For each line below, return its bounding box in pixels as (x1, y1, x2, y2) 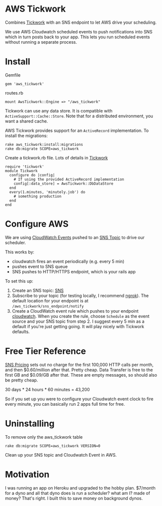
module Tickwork (5, 168, 38, 173)
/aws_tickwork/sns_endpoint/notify (12, 304, 84, 309)
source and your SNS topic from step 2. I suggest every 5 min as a (12, 318, 145, 324)
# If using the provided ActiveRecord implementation (14, 177, 124, 182)
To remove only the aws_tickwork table (5, 434, 83, 440)
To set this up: (5, 278, 33, 284)
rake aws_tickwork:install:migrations (5, 142, 83, 147)
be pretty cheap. (5, 377, 38, 383)
